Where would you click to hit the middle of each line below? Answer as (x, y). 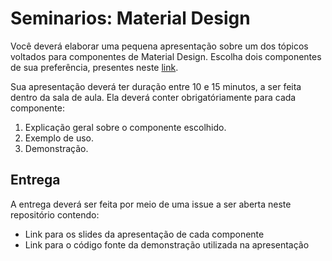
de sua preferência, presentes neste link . (94, 67)
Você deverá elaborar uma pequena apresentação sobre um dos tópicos (159, 46)
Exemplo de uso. (59, 138)
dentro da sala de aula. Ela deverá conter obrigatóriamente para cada (153, 97)
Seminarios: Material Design (130, 18)
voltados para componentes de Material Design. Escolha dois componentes (166, 56)
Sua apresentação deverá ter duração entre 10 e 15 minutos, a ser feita (156, 86)
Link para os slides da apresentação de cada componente (144, 234)
